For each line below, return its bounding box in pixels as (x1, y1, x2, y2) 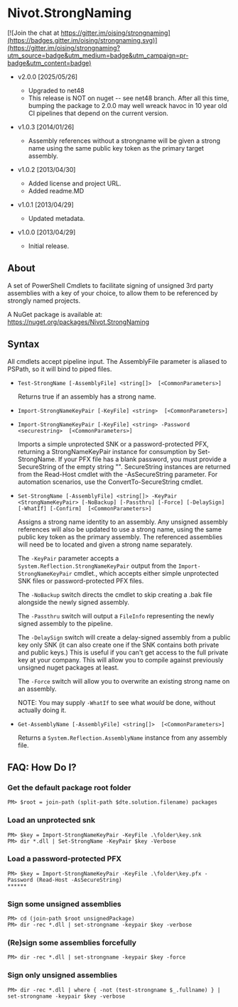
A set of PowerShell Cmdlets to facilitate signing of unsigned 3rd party (7, 281, 214, 289)
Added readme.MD (28, 186, 85, 195)
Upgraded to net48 (28, 86, 85, 95)
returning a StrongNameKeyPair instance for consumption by (17, 447, 197, 456)
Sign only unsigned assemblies (7, 970, 118, 980)
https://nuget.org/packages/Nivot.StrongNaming (7, 318, 150, 326)
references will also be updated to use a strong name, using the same (17, 524, 222, 534)
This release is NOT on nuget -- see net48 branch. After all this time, (28, 94, 229, 102)
